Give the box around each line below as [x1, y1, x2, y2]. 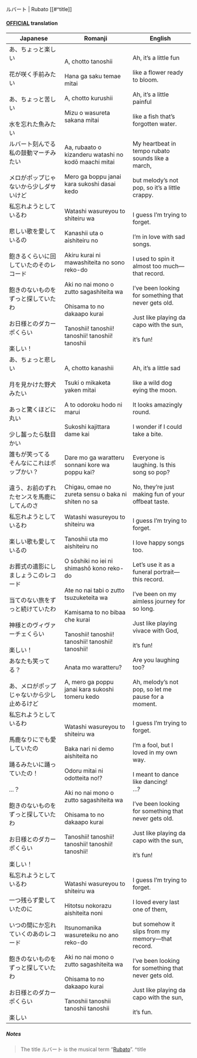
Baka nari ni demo [64, 745, 114, 753]
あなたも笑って [9, 657, 50, 665]
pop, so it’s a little [133, 184, 181, 192]
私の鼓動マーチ [9, 149, 51, 157]
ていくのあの [9, 930, 45, 938]
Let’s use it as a [133, 560, 175, 569]
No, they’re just [133, 483, 175, 491]
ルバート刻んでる [9, 140, 56, 148]
